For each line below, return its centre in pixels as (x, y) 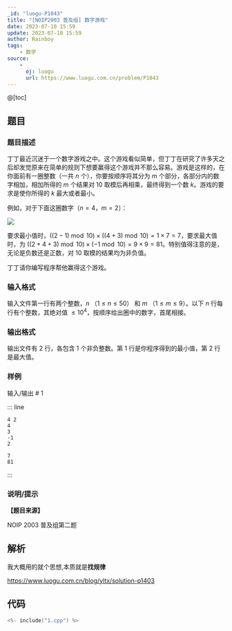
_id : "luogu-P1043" (35, 13)
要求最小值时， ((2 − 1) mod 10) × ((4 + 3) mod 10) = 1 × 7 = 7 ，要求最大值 (112, 236)
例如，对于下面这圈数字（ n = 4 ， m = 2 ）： (67, 208)
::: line (16, 407)
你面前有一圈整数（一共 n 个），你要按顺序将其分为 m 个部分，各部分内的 (110, 176)
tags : (15, 46)
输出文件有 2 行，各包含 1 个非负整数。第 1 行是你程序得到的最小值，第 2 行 (114, 348)
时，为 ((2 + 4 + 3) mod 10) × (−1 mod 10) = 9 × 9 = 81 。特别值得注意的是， (115, 244)
